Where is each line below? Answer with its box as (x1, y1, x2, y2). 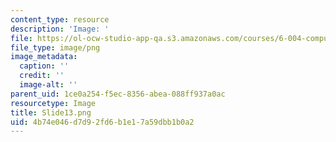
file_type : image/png (10, 42, 101, 53)
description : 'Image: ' (10, 24, 110, 34)
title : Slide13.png (10, 107, 92, 118)
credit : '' (19, 71, 65, 81)
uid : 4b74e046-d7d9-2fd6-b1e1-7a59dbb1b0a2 (10, 117, 195, 127)
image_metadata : (10, 52, 78, 62)
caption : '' (19, 61, 70, 71)
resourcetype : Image (10, 98, 97, 108)
